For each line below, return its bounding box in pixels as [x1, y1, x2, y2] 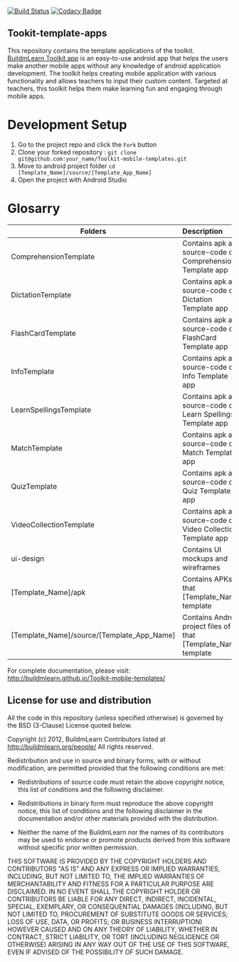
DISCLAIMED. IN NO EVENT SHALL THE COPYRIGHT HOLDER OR [7, 887, 201, 896]
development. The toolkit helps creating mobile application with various [7, 68, 217, 78]
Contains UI [182, 544, 222, 554]
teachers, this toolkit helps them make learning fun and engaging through [7, 84, 223, 93]
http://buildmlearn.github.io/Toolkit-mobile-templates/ [7, 673, 166, 682]
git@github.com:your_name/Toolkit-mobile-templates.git [17, 155, 187, 162]
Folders [80, 226, 107, 236]
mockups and [182, 553, 228, 563]
